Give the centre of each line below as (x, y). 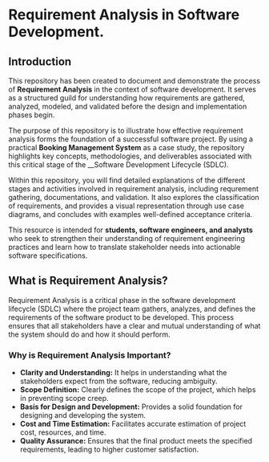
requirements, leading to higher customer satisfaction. (109, 450)
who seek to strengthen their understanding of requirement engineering (127, 238)
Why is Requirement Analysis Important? (90, 355)
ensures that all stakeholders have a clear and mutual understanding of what (134, 325)
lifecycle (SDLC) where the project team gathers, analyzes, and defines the (132, 309)
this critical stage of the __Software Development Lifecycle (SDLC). (119, 165)
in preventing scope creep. (64, 399)
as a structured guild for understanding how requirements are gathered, (127, 98)
